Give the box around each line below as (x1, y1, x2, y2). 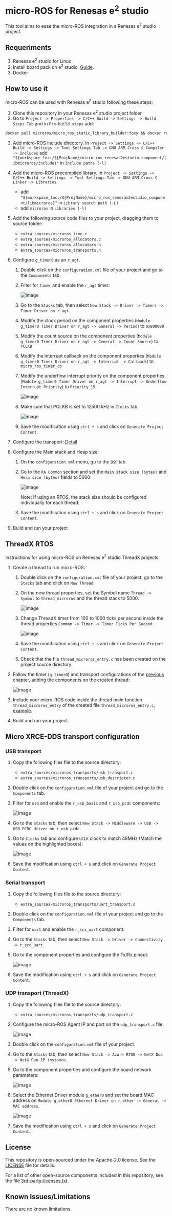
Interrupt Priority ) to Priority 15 (20, 384, 96, 390)
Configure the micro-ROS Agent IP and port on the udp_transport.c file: (12, 1021, 164, 1027)
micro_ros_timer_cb (20, 364, 62, 369)
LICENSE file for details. (5, 1162, 56, 1168)
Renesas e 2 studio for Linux (12, 57, 72, 64)
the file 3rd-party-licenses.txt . (5, 1177, 69, 1184)
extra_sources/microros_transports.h (20, 248, 101, 253)
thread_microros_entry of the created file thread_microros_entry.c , (12, 702, 155, 708)
